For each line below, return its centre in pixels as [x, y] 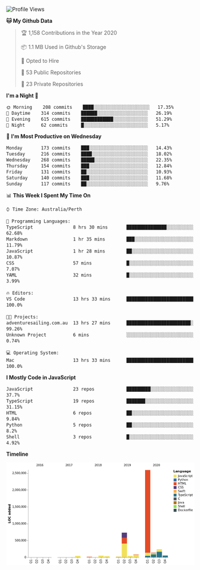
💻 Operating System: [33, 353]
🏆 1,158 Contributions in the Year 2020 [69, 33]
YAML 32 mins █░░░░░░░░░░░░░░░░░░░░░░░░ [100, 275]
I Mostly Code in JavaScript [41, 377]
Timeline [17, 454]
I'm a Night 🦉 [22, 95]
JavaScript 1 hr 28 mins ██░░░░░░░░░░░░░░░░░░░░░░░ [100, 251]
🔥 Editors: [20, 293]
